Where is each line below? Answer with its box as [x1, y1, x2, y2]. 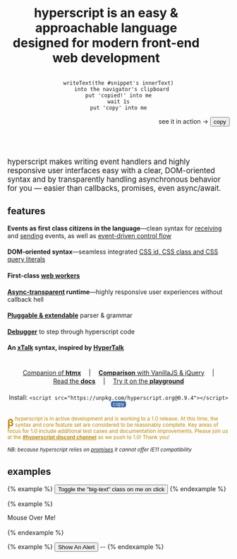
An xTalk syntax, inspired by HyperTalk [7, 343, 125, 352]
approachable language [35, 20, 178, 36]
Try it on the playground [112, 377, 185, 386]
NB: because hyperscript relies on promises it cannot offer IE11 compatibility [7, 447, 193, 454]
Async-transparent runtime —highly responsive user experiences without [7, 288, 223, 296]
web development [52, 50, 160, 66]
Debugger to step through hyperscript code [7, 327, 135, 336]
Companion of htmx [22, 368, 81, 377]
